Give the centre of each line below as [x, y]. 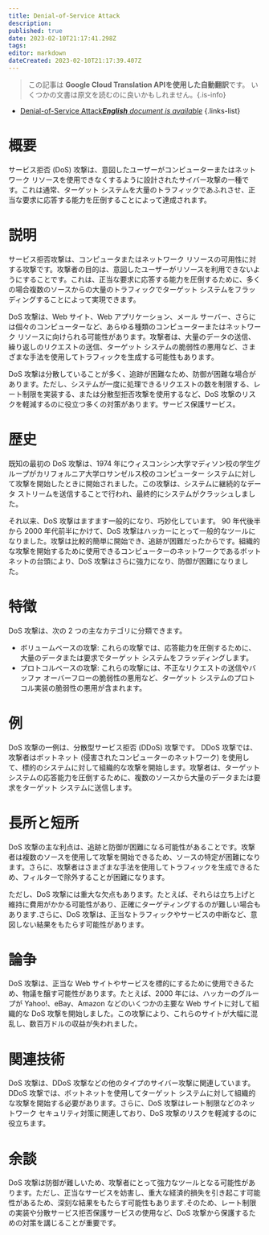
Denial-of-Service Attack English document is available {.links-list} [130, 110]
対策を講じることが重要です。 [71, 1223]
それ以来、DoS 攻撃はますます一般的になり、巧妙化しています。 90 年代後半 [134, 521]
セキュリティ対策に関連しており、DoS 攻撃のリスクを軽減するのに [148, 1113]
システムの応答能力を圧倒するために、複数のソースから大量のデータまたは [131, 777]
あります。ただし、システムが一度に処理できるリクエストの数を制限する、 [131, 384]
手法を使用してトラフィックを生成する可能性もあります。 [124, 357]
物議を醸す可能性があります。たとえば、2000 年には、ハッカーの [130, 993]
